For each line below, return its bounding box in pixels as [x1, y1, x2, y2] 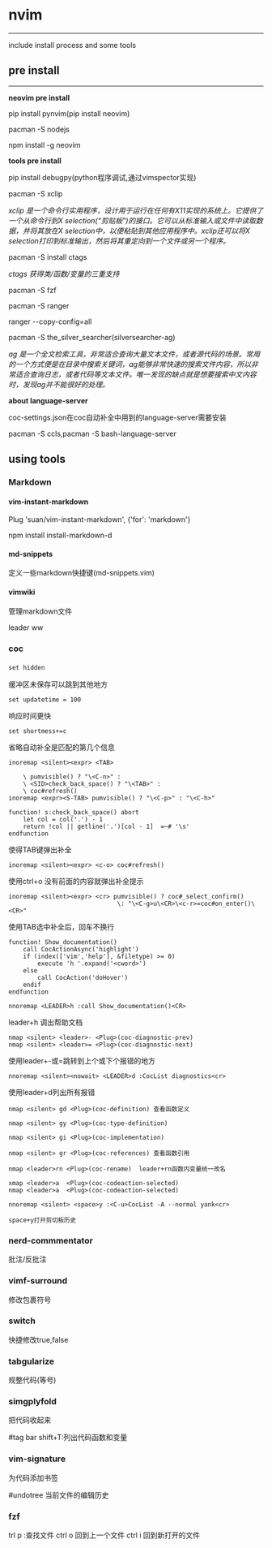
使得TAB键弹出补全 [8, 844, 72, 854]
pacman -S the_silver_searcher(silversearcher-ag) [8, 332, 176, 342]
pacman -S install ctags [8, 252, 87, 261]
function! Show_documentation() [8, 938, 117, 946]
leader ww [8, 623, 44, 632]
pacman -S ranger [8, 300, 70, 310]
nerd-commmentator [8, 1235, 93, 1246]
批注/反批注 [8, 1254, 47, 1264]
